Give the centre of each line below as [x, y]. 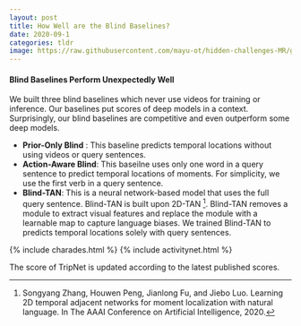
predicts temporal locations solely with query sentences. [127, 232]
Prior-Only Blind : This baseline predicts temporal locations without [147, 145]
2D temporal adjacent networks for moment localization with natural [147, 302]
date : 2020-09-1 [39, 34]
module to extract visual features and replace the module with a [140, 213]
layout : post [34, 17]
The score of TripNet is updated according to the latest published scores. [145, 267]
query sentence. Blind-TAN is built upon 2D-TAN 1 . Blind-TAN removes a [155, 203]
